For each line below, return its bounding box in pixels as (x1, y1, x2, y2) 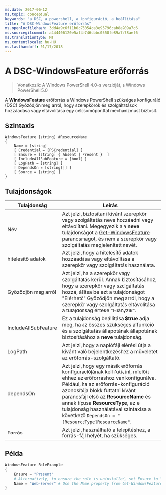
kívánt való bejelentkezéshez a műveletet (62, 348, 158, 355)
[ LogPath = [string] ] (14, 161, 63, 166)
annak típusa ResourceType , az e (62, 400, 140, 407)
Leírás (103, 202, 118, 209)
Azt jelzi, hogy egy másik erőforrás (62, 363, 143, 370)
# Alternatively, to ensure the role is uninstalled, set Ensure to (14, 476, 158, 481)
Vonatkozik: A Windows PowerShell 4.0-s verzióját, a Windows (17, 82, 145, 88)
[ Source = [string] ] (14, 170, 61, 175)
